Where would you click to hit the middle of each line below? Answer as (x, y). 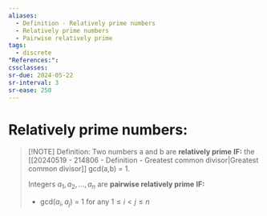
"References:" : (34, 61)
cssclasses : (28, 68)
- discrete (34, 53)
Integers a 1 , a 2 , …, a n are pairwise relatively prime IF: (116, 185)
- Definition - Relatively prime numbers (86, 23)
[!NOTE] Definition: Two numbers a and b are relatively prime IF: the (141, 152)
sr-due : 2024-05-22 (41, 75)
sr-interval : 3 (34, 82)
